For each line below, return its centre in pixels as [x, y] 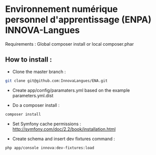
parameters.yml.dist [33, 95]
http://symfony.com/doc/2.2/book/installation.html [64, 129]
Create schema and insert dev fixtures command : [64, 139]
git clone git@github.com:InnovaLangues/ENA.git [56, 80]
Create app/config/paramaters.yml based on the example [71, 90]
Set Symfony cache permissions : [47, 124]
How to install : [29, 60]
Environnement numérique [62, 9]
